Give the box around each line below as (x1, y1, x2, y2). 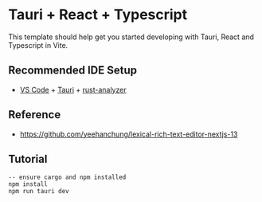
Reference (8, 108, 61, 121)
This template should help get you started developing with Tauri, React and (8, 32, 255, 42)
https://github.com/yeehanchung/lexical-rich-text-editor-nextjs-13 (19, 129, 238, 139)
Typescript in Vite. (8, 40, 68, 50)
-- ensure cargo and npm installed (8, 173, 127, 181)
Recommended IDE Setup (8, 64, 138, 77)
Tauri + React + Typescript (8, 6, 188, 24)
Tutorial (8, 152, 48, 165)
